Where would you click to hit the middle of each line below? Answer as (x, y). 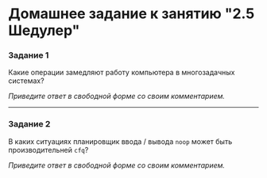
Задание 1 (29, 55)
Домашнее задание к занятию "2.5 (132, 14)
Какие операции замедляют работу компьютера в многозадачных (122, 73)
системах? (27, 81)
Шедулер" (44, 30)
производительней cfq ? (48, 150)
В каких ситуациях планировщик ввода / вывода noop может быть (120, 141)
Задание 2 (29, 124)
